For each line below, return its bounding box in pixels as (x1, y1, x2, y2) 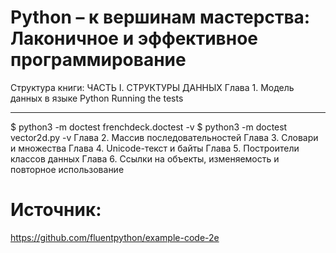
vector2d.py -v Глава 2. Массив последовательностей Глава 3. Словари (10, 131, 319, 143)
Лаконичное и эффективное (10, 27, 258, 50)
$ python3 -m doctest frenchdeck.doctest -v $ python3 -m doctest (10, 121, 288, 133)
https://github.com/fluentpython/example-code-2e (10, 231, 220, 243)
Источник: (10, 199, 102, 221)
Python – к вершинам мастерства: (10, 6, 311, 29)
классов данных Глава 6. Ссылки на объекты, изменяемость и (10, 152, 280, 165)
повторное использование (10, 163, 125, 175)
